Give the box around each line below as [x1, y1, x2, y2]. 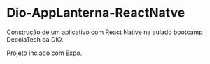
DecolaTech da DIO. [6, 35, 64, 43]
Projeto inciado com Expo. [6, 49, 83, 57]
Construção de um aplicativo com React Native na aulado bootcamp [6, 28, 204, 36]
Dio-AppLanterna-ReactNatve [6, 5, 185, 21]
